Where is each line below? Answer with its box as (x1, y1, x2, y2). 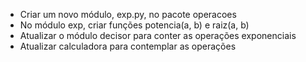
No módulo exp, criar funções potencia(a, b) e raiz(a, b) (19, 19, 250, 31)
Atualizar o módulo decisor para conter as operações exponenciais (19, 30, 297, 41)
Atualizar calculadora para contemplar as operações (19, 40, 237, 52)
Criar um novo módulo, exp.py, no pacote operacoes (19, 9, 237, 20)
